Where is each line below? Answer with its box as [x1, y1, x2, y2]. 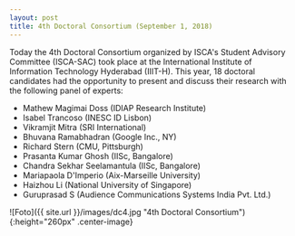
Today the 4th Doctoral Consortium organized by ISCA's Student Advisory [9, 46, 286, 57]
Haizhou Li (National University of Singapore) [22, 179, 192, 190]
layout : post [9, 13, 59, 23]
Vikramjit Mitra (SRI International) [22, 121, 147, 132]
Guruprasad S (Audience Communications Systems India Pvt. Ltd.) [22, 189, 271, 200]
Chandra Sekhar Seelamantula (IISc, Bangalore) [22, 160, 202, 171]
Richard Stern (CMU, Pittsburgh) [22, 141, 143, 152]
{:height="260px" [9, 216, 75, 227]
